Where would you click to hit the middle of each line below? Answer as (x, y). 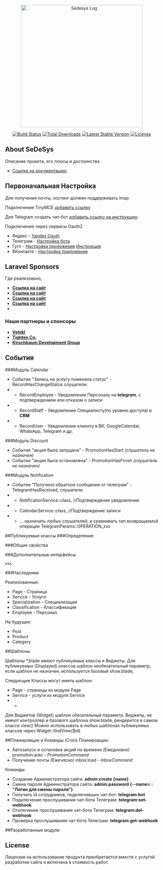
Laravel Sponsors (32, 267)
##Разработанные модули (32, 830)
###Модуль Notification (29, 475)
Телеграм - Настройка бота (41, 241)
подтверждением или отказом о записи (61, 400)
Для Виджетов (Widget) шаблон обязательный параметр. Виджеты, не (79, 715)
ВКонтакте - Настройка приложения (50, 251)
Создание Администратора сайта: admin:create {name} (70, 779)
